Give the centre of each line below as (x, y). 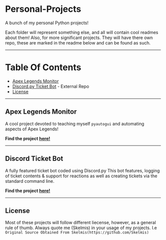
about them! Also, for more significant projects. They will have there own (79, 38)
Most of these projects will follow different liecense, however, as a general (81, 223)
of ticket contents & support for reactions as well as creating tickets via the (81, 176)
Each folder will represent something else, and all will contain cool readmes (82, 32)
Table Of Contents (43, 67)
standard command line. (30, 181)
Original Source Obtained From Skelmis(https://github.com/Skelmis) (77, 233)
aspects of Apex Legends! (32, 129)
